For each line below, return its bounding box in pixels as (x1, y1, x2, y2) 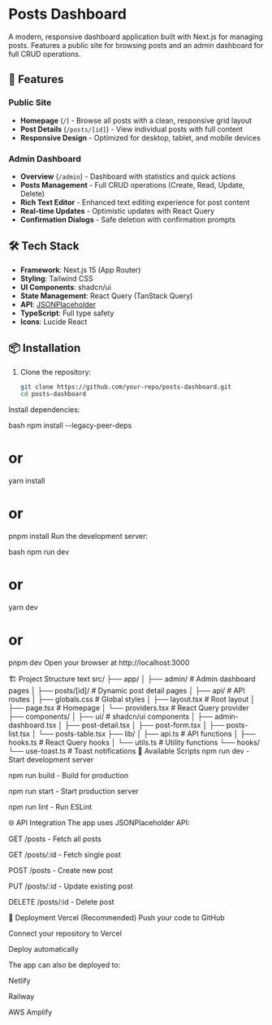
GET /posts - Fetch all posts (8, 834, 101, 844)
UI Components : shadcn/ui (19, 282, 112, 292)
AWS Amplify (8, 1007, 53, 1017)
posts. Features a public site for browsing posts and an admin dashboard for (8, 40, 264, 50)
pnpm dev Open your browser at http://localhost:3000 (8, 658, 190, 667)
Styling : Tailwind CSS (19, 273, 93, 283)
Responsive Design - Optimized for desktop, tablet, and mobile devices (19, 132, 261, 142)
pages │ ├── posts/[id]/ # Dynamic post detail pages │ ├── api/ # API (8, 686, 245, 696)
